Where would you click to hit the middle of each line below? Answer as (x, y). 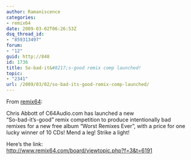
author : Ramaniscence (33, 12)
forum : (14, 46)
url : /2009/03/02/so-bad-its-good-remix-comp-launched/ (78, 85)
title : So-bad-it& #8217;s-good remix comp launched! (74, 68)
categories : (21, 17)
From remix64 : (24, 102)
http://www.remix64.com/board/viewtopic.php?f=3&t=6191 (79, 150)
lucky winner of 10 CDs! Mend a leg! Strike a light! (68, 132)
